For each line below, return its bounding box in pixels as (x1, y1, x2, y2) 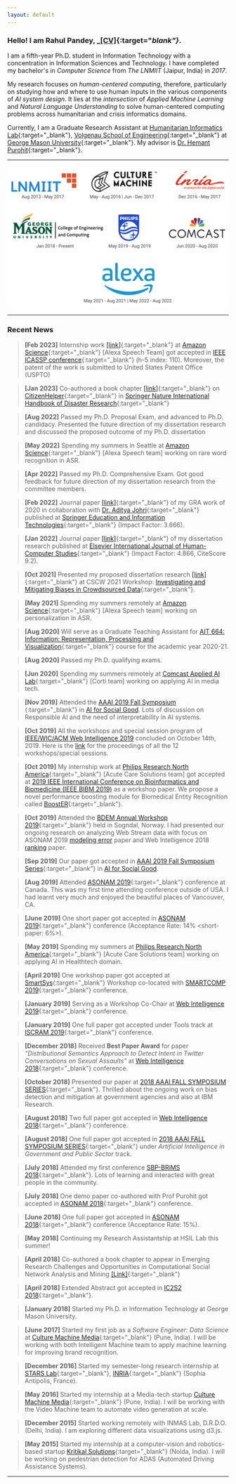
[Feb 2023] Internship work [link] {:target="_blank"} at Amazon (24, 341, 206, 349)
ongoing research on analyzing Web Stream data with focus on (24, 829, 207, 837)
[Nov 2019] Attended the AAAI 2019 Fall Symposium (24, 698, 177, 707)
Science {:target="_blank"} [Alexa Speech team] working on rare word (24, 449, 227, 457)
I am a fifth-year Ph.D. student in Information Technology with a (7, 51, 191, 60)
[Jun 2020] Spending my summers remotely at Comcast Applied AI (24, 669, 220, 678)
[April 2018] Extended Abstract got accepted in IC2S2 (24, 1284, 182, 1292)
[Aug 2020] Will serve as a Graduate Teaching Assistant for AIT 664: (24, 627, 225, 636)
